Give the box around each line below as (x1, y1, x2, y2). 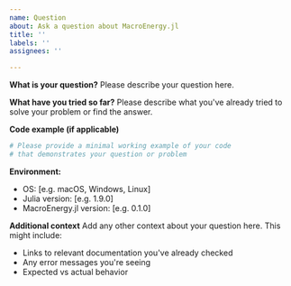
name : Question (9, 13, 67, 23)
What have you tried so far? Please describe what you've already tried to (9, 97, 283, 108)
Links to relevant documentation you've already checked (22, 247, 233, 258)
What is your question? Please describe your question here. (9, 79, 234, 90)
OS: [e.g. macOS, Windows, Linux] (22, 183, 151, 194)
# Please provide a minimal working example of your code (9, 142, 232, 151)
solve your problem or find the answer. (9, 106, 153, 117)
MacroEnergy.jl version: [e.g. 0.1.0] (22, 202, 151, 213)
